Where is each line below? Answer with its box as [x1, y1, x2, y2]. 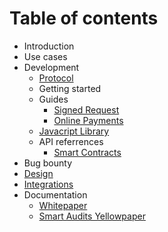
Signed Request [53, 103, 120, 116]
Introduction [23, 40, 75, 52]
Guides [38, 93, 69, 105]
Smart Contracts [53, 146, 122, 158]
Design [23, 167, 54, 179]
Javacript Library [38, 125, 110, 137]
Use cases [23, 50, 68, 62]
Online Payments [53, 114, 124, 126]
